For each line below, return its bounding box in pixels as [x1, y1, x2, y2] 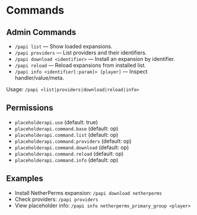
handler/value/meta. [14, 75, 64, 81]
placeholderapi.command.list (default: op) [14, 131, 119, 138]
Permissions [6, 103, 53, 113]
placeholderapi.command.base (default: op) [14, 125, 119, 132]
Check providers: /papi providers [14, 195, 99, 203]
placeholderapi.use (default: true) [14, 118, 98, 126]
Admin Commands [6, 27, 77, 37]
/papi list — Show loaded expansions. [14, 43, 113, 50]
